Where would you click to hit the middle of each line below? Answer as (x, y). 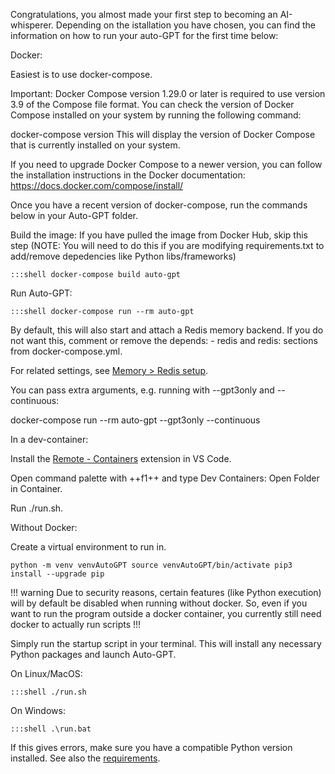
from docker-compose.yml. (66, 351)
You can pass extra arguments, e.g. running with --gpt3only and (142, 390)
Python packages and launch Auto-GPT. (93, 654)
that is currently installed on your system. (95, 145)
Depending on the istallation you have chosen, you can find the (185, 25)
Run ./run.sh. (37, 508)
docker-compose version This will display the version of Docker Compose (163, 134)
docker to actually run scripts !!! (76, 624)
